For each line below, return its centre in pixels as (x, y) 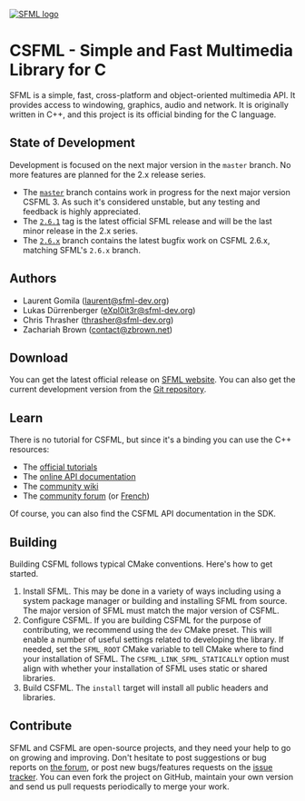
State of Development (73, 143)
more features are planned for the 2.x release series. (108, 174)
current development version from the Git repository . (108, 390)
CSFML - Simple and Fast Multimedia (151, 51)
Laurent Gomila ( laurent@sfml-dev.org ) (96, 301)
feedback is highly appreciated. (81, 211)
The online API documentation (79, 477)
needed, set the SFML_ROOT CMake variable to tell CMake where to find (153, 649)
